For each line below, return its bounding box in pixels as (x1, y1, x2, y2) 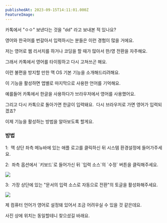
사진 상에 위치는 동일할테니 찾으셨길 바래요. (5, 212, 90, 218)
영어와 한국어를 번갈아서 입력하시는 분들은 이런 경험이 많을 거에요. (5, 37, 134, 43)
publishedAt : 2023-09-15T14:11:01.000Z (5, 7, 89, 13)
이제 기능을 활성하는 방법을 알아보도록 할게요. (5, 118, 94, 124)
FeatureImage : (5, 12, 35, 17)
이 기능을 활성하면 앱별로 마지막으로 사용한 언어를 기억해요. (5, 80, 121, 86)
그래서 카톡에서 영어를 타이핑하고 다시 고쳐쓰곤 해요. (5, 58, 107, 64)
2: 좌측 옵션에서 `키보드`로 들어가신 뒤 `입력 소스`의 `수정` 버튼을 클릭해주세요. (5, 162, 158, 168)
